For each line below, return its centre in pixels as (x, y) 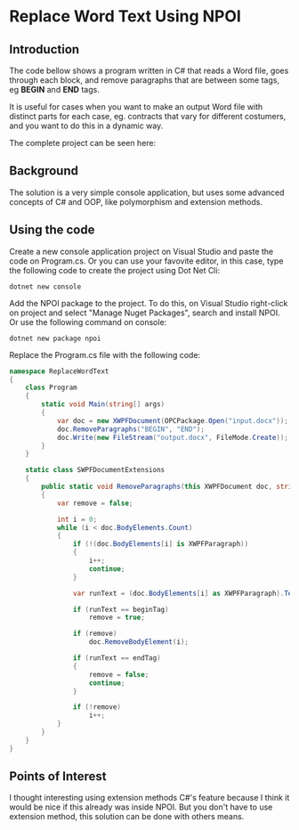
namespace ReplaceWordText (59, 371)
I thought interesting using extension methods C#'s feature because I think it (149, 798)
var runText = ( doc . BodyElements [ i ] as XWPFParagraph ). (178, 593)
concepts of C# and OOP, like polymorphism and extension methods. (136, 201)
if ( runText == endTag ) (117, 658)
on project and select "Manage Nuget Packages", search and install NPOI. (145, 313)
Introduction (44, 49)
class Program (51, 388)
